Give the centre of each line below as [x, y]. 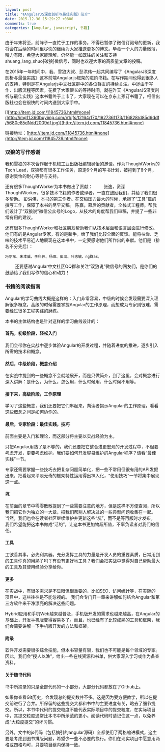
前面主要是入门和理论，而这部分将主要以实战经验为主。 [61, 436]
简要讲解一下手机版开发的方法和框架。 [52, 626]
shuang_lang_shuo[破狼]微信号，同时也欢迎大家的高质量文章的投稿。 [75, 61]
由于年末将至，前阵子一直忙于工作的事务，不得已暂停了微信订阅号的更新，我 [82, 43]
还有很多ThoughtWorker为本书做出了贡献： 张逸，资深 [65, 187]
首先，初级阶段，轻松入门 [31, 333]
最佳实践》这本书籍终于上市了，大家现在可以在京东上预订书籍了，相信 [84, 96]
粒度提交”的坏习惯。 [36, 722]
